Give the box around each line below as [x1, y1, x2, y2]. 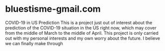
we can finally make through [5, 40, 63, 46]
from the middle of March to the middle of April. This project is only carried [5, 30, 159, 36]
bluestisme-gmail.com [5, 3, 101, 15]
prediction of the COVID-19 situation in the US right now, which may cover [5, 25, 157, 30]
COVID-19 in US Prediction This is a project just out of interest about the [5, 20, 153, 25]
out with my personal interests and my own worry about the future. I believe [5, 35, 161, 41]
